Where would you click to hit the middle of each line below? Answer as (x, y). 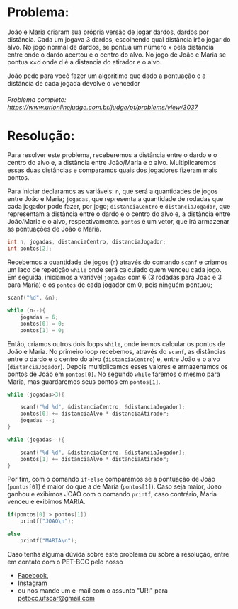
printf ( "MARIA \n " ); (49, 541)
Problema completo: (37, 99)
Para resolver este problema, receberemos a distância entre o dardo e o (112, 155)
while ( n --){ (27, 311)
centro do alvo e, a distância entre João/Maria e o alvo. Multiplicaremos (112, 163)
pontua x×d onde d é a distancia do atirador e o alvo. (85, 62)
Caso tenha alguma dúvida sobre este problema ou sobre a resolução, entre (118, 554)
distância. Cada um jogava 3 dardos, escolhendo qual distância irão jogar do (119, 39)
